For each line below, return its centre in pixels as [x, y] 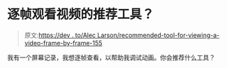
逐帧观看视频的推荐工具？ [81, 14]
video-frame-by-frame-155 [63, 43]
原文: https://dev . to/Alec [60, 35]
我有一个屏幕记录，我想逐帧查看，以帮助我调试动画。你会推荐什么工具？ [111, 57]
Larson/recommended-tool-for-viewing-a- [159, 35]
